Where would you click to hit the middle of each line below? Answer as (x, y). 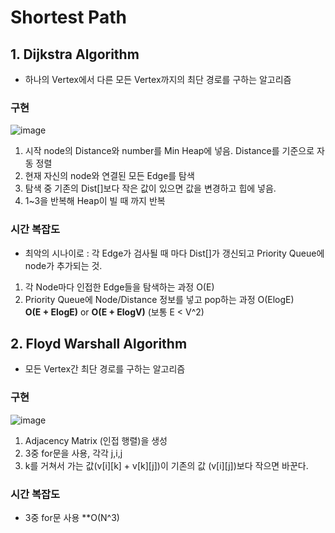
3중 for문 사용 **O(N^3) (72, 517)
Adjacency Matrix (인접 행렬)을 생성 (96, 440)
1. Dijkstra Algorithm (75, 54)
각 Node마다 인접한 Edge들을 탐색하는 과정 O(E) (119, 287)
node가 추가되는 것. (63, 265)
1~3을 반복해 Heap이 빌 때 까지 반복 (95, 201)
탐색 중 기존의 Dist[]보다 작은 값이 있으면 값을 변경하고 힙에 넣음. (150, 188)
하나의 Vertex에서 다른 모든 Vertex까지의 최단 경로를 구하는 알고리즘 (158, 79)
